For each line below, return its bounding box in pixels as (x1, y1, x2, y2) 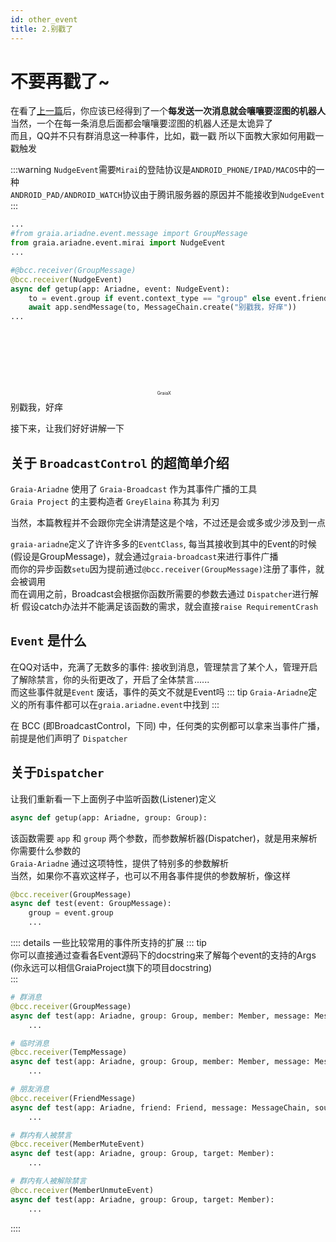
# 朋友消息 (10, 1084, 50, 1094)
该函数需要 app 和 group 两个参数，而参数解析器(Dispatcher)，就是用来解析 (10, 832, 318, 844)
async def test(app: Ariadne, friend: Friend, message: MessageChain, (10, 1102, 311, 1113)
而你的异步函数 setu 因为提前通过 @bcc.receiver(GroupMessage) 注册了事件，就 (10, 563, 325, 575)
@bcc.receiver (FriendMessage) (10, 1093, 137, 1103)
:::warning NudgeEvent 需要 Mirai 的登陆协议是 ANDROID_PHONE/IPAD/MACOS (10, 164, 299, 176)
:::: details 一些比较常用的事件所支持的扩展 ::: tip (10, 937, 207, 948)
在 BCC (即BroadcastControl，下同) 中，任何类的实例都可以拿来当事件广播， (10, 719, 326, 731)
